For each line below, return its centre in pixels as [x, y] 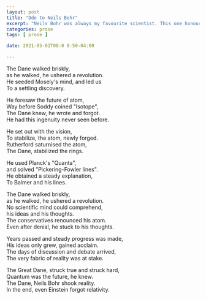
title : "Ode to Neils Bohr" [42, 18]
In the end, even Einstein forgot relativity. [58, 290]
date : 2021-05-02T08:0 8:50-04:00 [51, 46]
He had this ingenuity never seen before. [58, 119]
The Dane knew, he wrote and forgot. [53, 113]
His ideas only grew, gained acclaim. [53, 245]
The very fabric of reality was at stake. [55, 258]
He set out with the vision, [39, 131]
